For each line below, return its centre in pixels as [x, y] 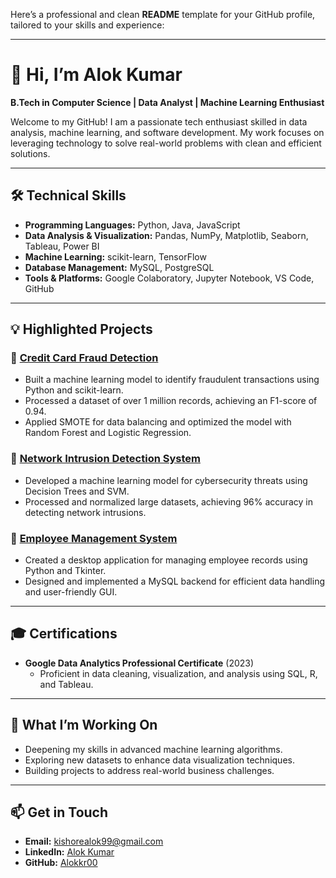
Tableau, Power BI [62, 246]
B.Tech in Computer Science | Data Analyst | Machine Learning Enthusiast [167, 102]
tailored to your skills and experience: [87, 25]
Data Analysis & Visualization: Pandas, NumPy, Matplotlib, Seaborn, [166, 235]
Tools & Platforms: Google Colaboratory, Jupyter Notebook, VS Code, [169, 278]
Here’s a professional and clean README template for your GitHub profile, [163, 14]
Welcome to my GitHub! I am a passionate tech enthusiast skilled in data [159, 121]
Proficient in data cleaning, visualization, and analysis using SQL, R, [178, 673]
